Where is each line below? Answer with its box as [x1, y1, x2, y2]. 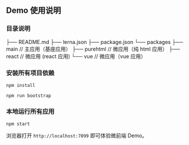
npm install [6, 82, 35, 88]
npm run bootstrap [6, 93, 51, 99]
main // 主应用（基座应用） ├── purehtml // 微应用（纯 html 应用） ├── [6, 45, 180, 52]
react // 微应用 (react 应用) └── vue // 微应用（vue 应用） [6, 52, 146, 60]
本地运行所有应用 [6, 107, 55, 116]
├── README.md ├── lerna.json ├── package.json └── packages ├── [6, 38, 184, 45]
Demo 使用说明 [6, 5, 61, 16]
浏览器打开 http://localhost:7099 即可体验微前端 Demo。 [6, 132, 148, 139]
